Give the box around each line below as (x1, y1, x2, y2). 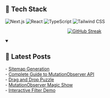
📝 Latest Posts (5, 52, 51, 61)
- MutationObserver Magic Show (5, 81, 73, 88)
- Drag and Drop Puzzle (5, 76, 54, 82)
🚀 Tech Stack (5, 5, 47, 14)
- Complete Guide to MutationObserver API (5, 71, 94, 77)
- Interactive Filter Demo (5, 87, 56, 93)
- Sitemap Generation (5, 66, 50, 72)
